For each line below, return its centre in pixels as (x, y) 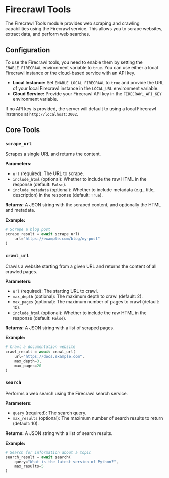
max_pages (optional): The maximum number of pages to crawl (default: (86, 302)
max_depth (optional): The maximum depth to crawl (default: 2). (77, 296)
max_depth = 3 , (28, 361)
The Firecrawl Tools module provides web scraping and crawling (72, 23)
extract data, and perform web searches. (48, 34)
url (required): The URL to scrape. (48, 173)
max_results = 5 (29, 466)
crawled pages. (21, 272)
